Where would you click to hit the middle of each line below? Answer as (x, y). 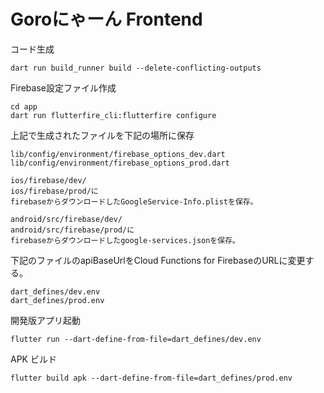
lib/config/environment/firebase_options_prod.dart (120, 163)
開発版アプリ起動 (45, 320)
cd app (24, 106)
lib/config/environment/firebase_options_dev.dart (118, 154)
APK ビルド (33, 359)
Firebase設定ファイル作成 (63, 87)
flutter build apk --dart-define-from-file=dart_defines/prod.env (151, 378)
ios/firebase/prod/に (54, 191)
